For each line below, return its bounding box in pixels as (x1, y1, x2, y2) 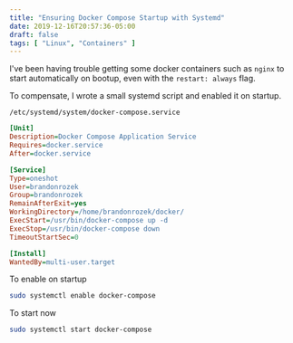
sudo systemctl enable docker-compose (9, 291, 156, 300)
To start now (9, 308, 57, 319)
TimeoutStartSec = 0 (9, 233, 79, 242)
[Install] (9, 249, 47, 258)
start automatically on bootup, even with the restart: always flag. (9, 73, 256, 84)
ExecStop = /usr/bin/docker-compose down (9, 224, 161, 233)
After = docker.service (9, 148, 92, 158)
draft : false (9, 30, 59, 39)
